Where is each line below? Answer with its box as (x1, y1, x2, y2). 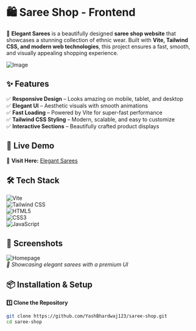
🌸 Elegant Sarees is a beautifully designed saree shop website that (6, 29, 177, 37)
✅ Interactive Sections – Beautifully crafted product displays (6, 122, 159, 129)
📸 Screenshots (6, 238, 63, 249)
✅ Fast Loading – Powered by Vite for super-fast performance (6, 109, 163, 116)
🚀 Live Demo (6, 140, 55, 151)
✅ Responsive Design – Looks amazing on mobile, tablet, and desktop (6, 95, 184, 102)
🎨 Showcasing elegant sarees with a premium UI (6, 261, 129, 268)
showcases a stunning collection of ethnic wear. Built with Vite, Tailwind (6, 36, 189, 43)
